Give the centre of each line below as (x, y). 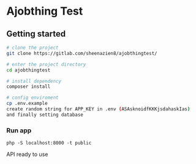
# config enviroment (33, 98)
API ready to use (27, 154)
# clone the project (33, 48)
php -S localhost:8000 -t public (49, 143)
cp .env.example (27, 104)
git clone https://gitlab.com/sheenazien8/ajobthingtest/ (82, 53)
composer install (28, 87)
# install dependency (34, 81)
